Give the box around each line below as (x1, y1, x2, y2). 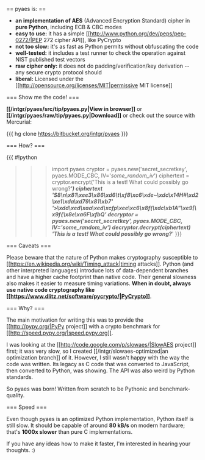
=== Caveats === (6, 242, 51, 249)
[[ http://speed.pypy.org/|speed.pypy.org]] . (6, 329, 113, 336)
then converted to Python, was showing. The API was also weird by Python (6, 367, 195, 374)
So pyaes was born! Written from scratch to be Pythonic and (6, 385, 159, 392)
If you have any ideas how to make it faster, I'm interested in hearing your (6, 440, 191, 447)
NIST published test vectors (15, 56, 85, 63)
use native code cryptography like (6, 286, 95, 293)
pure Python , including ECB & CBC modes (15, 24, 122, 30)
